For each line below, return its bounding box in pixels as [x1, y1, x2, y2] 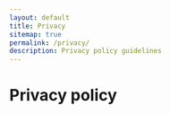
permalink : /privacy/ [9, 38, 90, 48]
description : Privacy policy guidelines [9, 47, 163, 56]
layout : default [9, 13, 70, 22]
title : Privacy [9, 22, 66, 31]
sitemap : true [9, 30, 63, 39]
